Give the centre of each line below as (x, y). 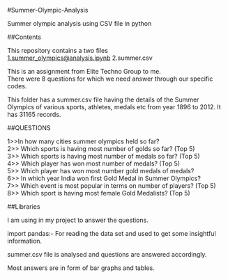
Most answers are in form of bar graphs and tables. (81, 268)
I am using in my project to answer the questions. (78, 220)
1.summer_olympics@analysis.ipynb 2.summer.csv (80, 58)
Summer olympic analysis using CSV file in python (79, 23)
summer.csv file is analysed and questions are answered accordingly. (107, 254)
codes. (17, 86)
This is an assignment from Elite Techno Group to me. (84, 71)
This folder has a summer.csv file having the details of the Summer (103, 99)
